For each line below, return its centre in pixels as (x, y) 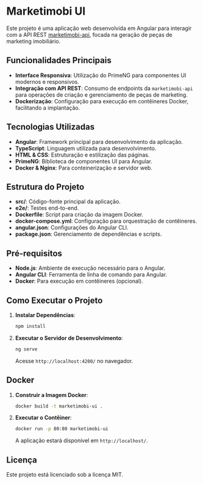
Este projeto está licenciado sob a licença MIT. (65, 475)
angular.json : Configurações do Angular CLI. (72, 228)
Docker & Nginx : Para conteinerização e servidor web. (84, 168)
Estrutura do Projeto (45, 187)
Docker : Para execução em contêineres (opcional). (79, 281)
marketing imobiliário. (34, 41)
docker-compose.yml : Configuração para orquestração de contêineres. (106, 221)
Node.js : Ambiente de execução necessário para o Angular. (90, 268)
